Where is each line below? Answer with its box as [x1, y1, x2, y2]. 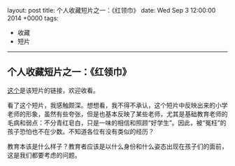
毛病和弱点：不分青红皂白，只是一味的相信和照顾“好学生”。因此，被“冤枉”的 [7, 118, 227, 127]
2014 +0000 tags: [7, 14, 59, 22]
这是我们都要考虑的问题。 [7, 151, 81, 159]
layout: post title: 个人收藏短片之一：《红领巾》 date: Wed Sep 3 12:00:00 [7, 6, 216, 14]
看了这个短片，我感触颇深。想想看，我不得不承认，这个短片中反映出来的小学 [7, 101, 228, 109]
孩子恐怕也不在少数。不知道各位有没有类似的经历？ [7, 127, 155, 135]
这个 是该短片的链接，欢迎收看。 [7, 86, 99, 95]
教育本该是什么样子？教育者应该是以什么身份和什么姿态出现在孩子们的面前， [7, 142, 228, 151]
